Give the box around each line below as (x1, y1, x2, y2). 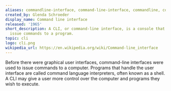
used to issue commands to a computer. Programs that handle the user (5, 65, 154, 71)
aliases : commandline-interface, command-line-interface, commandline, (5, 7, 160, 13)
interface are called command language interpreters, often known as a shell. (5, 70, 165, 76)
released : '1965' (5, 21, 42, 27)
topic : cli (5, 36, 28, 41)
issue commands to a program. (10, 31, 74, 36)
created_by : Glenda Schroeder (5, 12, 70, 17)
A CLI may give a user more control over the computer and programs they (5, 75, 160, 81)
